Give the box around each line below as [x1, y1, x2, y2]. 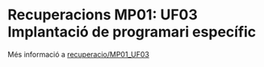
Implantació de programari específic [7, 23, 257, 41]
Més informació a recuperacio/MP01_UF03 [7, 49, 150, 59]
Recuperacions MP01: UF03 [7, 6, 199, 24]
